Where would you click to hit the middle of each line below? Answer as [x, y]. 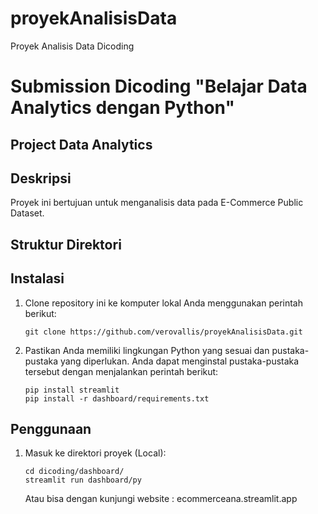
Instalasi [37, 278]
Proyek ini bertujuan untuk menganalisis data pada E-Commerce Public [157, 203]
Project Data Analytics [81, 144]
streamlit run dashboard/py [83, 480]
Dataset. [27, 213]
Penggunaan [51, 428]
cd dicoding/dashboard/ [74, 472]
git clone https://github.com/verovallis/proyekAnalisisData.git [163, 332]
